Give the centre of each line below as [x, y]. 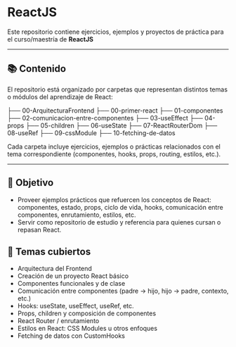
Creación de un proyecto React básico [73, 276]
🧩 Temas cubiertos [49, 252]
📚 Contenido [37, 69]
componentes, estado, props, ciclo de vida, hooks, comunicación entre [120, 207]
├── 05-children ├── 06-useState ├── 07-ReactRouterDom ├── [122, 125]
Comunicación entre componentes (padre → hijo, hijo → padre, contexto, [123, 291]
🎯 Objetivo [31, 183]
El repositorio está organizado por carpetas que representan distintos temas [118, 89]
